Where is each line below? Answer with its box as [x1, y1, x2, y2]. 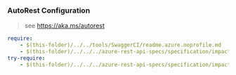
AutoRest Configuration [7, 6, 91, 15]
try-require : [7, 55, 46, 62]
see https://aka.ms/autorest [24, 22, 105, 30]
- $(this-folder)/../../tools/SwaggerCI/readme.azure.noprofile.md [20, 41, 221, 49]
